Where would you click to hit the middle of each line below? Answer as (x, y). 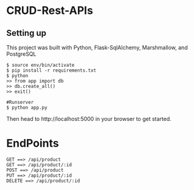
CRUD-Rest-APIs (50, 11)
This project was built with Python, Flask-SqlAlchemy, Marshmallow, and (97, 47)
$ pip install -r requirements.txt (51, 70)
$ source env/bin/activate (40, 65)
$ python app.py (27, 107)
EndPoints (33, 144)
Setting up (26, 33)
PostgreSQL (21, 54)
